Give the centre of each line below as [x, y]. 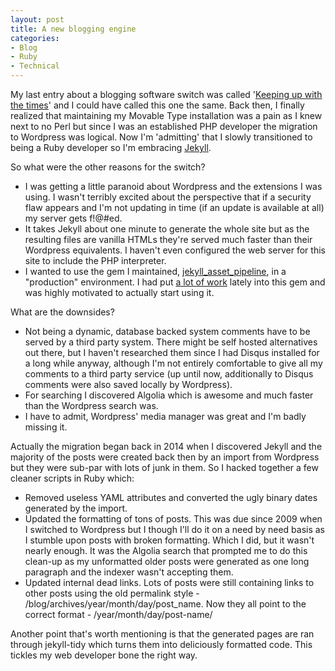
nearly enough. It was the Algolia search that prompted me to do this [166, 550]
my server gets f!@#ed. [73, 218]
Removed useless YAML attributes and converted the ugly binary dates [171, 497]
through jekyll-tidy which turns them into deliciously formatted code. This [161, 644]
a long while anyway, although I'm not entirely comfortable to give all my [173, 363]
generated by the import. [76, 508]
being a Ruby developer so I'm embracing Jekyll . [111, 147]
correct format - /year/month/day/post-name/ [118, 614]
